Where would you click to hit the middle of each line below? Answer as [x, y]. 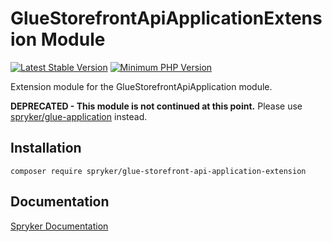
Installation [46, 148]
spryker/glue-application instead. [79, 116]
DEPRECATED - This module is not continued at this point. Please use [156, 106]
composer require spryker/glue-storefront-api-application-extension [158, 171]
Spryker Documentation [59, 226]
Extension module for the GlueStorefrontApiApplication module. [141, 86]
